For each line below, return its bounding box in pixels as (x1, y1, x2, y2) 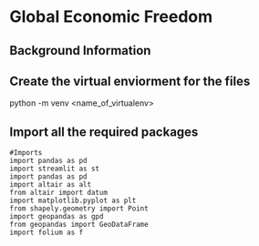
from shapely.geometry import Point (9, 204, 149, 213)
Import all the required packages (9, 124, 199, 139)
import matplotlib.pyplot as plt (9, 196, 137, 206)
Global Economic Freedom (9, 6, 213, 27)
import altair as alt (9, 180, 92, 190)
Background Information (9, 43, 151, 58)
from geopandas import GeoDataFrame (9, 220, 149, 230)
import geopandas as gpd (9, 212, 104, 221)
